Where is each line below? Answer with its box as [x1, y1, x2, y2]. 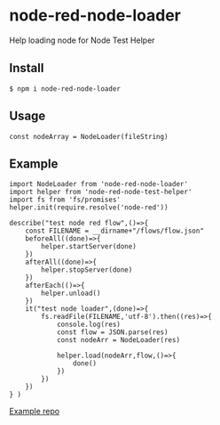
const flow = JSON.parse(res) [56, 328, 169, 337]
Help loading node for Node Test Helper [9, 35, 155, 45]
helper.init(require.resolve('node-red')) [9, 203, 169, 212]
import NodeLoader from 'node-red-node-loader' [9, 180, 189, 189]
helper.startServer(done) [41, 242, 137, 251]
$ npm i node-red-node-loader [9, 84, 122, 94]
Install [9, 61, 44, 76]
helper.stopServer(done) [41, 266, 133, 274]
